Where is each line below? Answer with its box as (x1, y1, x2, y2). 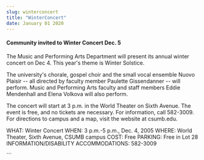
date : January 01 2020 (6, 20, 64, 26)
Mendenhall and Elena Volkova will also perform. (6, 90, 128, 97)
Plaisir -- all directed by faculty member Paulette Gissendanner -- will (6, 77, 181, 85)
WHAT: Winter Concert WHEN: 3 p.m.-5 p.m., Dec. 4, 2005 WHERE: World (6, 127, 192, 134)
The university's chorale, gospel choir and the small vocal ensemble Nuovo (6, 71, 195, 78)
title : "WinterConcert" (6, 15, 67, 21)
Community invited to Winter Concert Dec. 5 (6, 39, 121, 46)
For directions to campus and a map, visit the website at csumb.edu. (6, 115, 178, 122)
